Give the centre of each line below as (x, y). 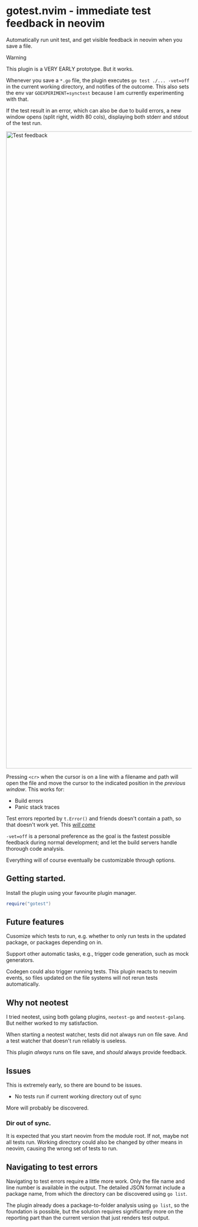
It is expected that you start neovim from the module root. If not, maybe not (97, 1136)
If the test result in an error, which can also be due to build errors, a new (94, 110)
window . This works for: (35, 789)
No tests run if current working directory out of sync (78, 1097)
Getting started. (36, 879)
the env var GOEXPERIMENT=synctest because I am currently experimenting (95, 93)
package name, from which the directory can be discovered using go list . (97, 1194)
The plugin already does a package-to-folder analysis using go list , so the (98, 1205)
